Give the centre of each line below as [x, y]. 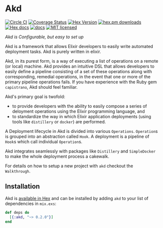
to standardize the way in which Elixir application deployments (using [81, 116]
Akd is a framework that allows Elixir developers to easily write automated [79, 46]
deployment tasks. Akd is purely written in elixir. [53, 51]
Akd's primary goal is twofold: [35, 97]
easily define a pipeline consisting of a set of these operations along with [79, 71]
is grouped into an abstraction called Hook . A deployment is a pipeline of [77, 136]
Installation [22, 187]
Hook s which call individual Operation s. [44, 141]
